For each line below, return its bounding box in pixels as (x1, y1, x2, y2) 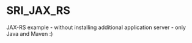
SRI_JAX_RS (6, 4, 70, 18)
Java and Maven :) (6, 30, 53, 37)
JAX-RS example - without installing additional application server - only (6, 24, 186, 31)
